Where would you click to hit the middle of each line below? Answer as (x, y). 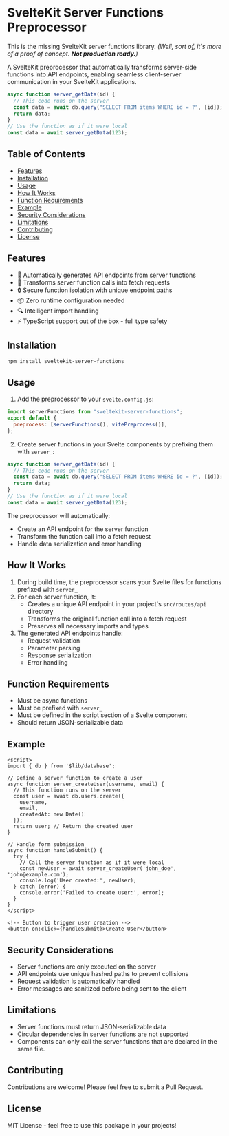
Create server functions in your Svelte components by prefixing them (115, 444)
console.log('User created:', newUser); (78, 881)
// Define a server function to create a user (75, 778)
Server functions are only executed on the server (87, 967)
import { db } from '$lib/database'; (61, 766)
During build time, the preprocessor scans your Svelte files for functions (119, 582)
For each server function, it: (56, 597)
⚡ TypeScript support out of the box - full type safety (92, 321)
